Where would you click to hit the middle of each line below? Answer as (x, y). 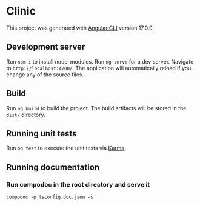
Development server (46, 47)
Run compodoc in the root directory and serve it (78, 184)
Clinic (21, 11)
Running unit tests (42, 134)
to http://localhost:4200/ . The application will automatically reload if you (99, 68)
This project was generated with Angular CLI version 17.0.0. (80, 28)
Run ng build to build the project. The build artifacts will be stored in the (96, 108)
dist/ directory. (26, 115)
